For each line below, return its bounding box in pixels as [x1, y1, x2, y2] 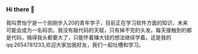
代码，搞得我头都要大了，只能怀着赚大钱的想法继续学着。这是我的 [11, 34, 171, 41]
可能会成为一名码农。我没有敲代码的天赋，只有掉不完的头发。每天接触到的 [6, 26, 187, 34]
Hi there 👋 [6, 5, 35, 14]
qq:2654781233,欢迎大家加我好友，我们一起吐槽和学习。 [6, 41, 144, 49]
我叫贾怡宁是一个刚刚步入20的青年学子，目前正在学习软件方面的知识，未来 [6, 19, 189, 26]
